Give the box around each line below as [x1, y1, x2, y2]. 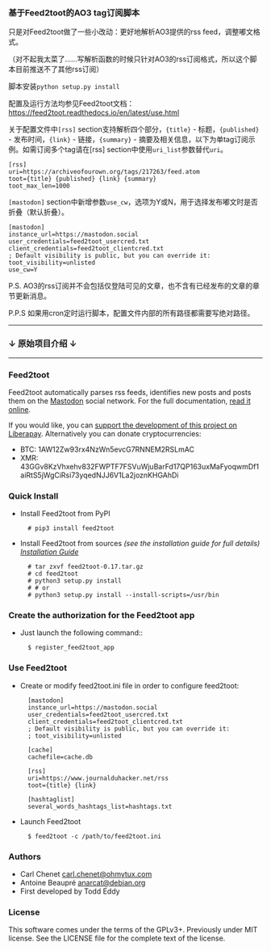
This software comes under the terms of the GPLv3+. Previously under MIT [8, 925, 258, 935]
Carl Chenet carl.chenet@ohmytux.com [19, 869, 152, 879]
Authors [8, 851, 42, 862]
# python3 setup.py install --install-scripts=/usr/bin [27, 591, 219, 600]
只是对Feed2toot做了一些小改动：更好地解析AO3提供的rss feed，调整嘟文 [8, 27, 254, 37]
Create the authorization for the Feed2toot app [8, 610, 195, 621]
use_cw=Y [8, 266, 38, 274]
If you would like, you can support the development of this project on [8, 420, 238, 430]
